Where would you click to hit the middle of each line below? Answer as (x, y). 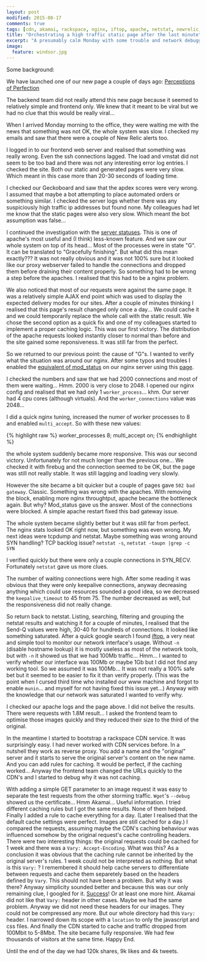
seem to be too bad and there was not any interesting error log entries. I (97, 163)
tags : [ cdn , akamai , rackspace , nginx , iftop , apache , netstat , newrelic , (104, 29)
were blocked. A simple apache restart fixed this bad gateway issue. (93, 511)
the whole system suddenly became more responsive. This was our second (102, 453)
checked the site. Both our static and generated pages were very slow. (96, 169)
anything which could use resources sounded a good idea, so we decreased (103, 591)
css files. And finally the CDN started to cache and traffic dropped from (97, 926)
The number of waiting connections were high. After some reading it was (99, 578)
